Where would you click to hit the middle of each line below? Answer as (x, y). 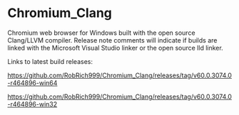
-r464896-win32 (32, 104)
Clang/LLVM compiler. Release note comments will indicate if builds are (112, 40)
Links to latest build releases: (50, 61)
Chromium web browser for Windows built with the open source (101, 33)
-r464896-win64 (32, 82)
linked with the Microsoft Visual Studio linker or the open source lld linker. (115, 48)
